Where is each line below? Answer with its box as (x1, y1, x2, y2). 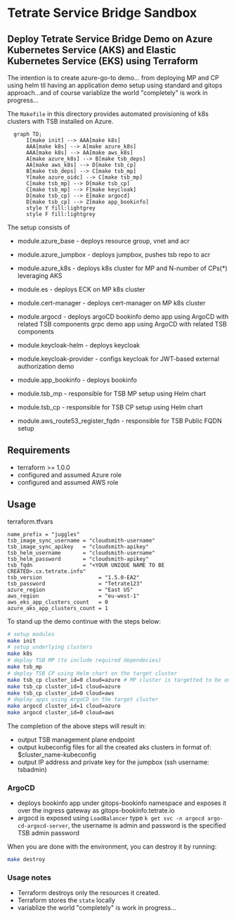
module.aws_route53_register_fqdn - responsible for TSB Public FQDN (17, 417, 223, 425)
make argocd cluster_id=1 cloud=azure (7, 702, 121, 710)
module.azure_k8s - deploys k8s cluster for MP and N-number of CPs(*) (17, 264, 228, 272)
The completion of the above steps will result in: (7, 722, 146, 730)
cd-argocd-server (17, 823, 69, 830)
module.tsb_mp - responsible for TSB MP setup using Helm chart (17, 389, 206, 398)
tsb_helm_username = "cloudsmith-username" (7, 549, 156, 557)
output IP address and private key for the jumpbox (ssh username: (17, 758, 209, 766)
